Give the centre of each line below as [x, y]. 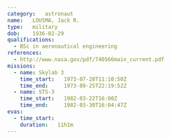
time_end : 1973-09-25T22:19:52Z [74, 86]
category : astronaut [40, 14]
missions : [22, 66]
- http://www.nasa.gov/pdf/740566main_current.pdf [89, 60]
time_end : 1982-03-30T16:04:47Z [74, 105]
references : [25, 53]
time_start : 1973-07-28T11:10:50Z [74, 79]
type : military [33, 27]
